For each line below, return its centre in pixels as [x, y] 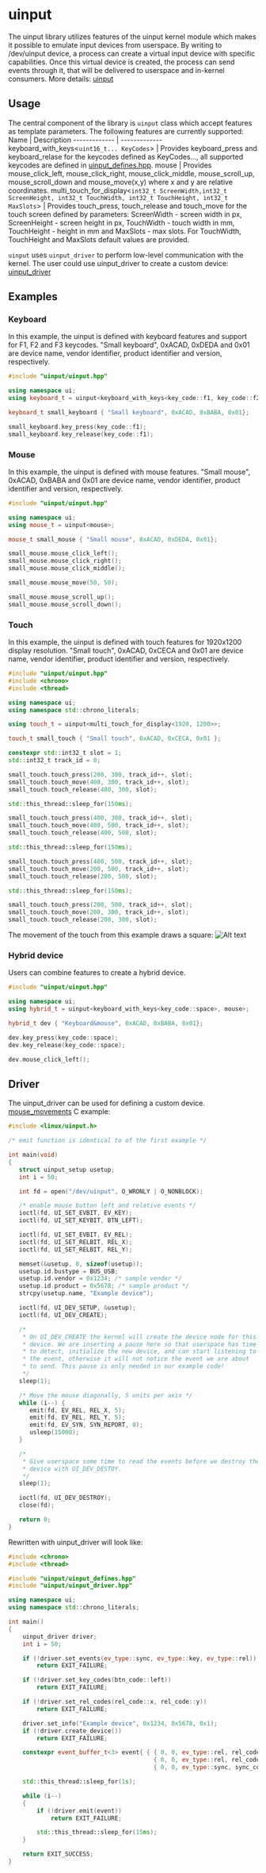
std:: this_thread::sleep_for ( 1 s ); [79, 1782]
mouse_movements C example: [59, 1112]
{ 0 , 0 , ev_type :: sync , [192, 1767]
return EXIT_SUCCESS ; [58, 1854]
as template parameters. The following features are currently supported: [126, 131]
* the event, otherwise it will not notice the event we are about [136, 1359]
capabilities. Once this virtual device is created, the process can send [122, 62]
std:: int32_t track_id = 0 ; [55, 761]
